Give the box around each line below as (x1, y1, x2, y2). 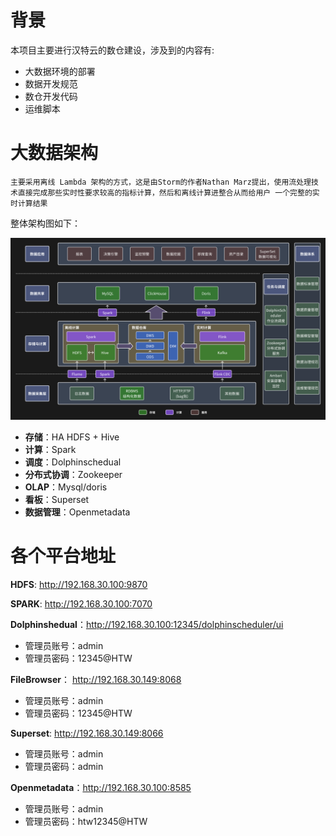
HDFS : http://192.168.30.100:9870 (10, 579, 148, 591)
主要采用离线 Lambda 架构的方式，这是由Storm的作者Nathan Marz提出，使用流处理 (10, 177, 312, 187)
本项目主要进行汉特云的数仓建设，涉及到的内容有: (10, 44, 215, 56)
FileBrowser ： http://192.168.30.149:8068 (10, 674, 182, 686)
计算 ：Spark (24, 444, 77, 456)
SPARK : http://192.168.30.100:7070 (10, 598, 153, 610)
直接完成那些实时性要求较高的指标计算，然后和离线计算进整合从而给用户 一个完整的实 (17, 187, 320, 198)
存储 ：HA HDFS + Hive (24, 431, 120, 443)
